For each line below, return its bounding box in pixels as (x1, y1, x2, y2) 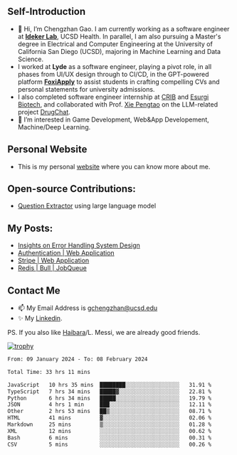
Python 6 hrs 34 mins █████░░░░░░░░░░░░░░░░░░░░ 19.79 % (7, 395, 212, 402)
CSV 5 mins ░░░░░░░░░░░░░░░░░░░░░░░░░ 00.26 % (7, 441, 212, 448)
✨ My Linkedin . (17, 314, 63, 323)
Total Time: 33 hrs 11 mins (7, 368, 91, 375)
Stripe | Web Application (17, 256, 90, 265)
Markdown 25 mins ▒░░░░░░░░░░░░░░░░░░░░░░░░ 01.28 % (7, 421, 212, 429)
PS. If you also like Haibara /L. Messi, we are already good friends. (7, 328, 201, 337)
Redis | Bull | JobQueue (17, 264, 87, 272)
